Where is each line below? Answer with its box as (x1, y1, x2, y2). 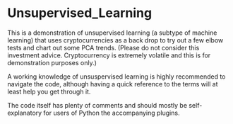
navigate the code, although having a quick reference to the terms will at (7, 79, 218, 88)
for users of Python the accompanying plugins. (43, 108, 180, 117)
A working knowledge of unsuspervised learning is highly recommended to (7, 72, 226, 81)
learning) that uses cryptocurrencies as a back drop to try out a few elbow (7, 35, 224, 44)
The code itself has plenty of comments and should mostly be (7, 101, 188, 109)
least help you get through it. (7, 87, 91, 96)
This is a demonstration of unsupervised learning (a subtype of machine (7, 28, 217, 37)
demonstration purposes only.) (7, 58, 97, 67)
